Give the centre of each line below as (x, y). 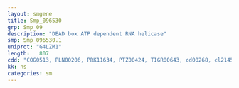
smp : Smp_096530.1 (34, 40)
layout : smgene (30, 14)
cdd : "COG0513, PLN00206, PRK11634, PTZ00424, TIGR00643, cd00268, (110, 60)
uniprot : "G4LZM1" (34, 47)
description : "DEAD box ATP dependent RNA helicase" (87, 34)
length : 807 (28, 54)
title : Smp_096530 (34, 21)
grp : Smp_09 (25, 27)
